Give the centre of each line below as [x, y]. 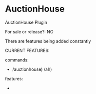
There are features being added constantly [48, 41]
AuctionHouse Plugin [26, 22]
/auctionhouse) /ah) [32, 69]
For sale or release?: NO [29, 31]
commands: [17, 60]
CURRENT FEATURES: [27, 50]
